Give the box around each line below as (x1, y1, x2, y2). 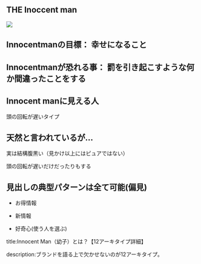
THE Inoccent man (6, 5, 77, 15)
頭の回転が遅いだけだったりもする (6, 163, 91, 170)
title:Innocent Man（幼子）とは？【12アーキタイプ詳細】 (6, 238, 147, 245)
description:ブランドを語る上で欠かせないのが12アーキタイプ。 (6, 251, 163, 258)
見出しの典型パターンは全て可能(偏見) (6, 182, 147, 193)
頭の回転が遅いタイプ (6, 113, 59, 120)
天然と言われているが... (6, 133, 94, 143)
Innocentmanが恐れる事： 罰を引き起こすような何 (6, 62, 195, 72)
